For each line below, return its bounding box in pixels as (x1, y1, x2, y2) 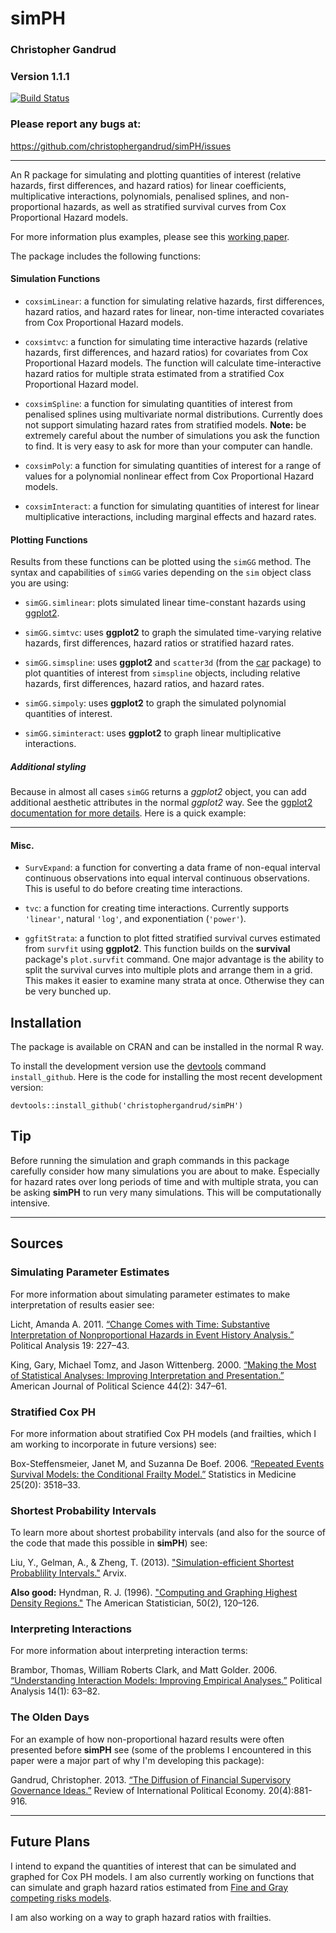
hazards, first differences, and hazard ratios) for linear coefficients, (10, 179, 287, 191)
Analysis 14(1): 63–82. (10, 1685, 101, 1697)
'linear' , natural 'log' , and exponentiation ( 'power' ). (24, 913, 247, 925)
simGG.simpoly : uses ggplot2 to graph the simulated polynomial (24, 697, 287, 709)
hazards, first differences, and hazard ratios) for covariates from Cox (24, 346, 309, 358)
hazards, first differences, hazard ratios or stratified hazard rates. (24, 637, 295, 649)
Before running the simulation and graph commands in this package (10, 1154, 290, 1166)
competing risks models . (10, 1892, 112, 1904)
